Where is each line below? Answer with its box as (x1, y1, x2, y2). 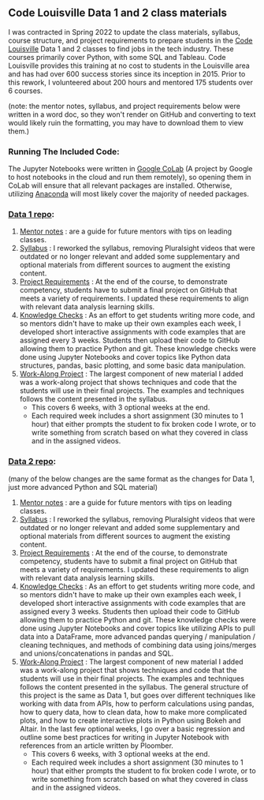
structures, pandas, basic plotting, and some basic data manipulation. (19, 361, 246, 370)
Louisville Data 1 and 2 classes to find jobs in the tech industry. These (8, 43, 234, 54)
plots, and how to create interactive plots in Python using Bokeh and (19, 716, 242, 725)
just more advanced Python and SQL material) (8, 482, 158, 492)
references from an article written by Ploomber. (19, 741, 173, 750)
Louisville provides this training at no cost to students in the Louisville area (8, 61, 250, 70)
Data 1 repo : (8, 209, 55, 220)
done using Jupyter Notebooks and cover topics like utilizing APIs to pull (19, 623, 255, 633)
